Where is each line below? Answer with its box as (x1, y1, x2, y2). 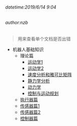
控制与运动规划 (27, 90, 59, 96)
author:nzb (5, 20, 29, 26)
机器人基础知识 (12, 46, 44, 52)
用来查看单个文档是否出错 (17, 36, 71, 42)
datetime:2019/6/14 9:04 (5, 4, 56, 10)
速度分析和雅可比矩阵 (27, 71, 72, 77)
